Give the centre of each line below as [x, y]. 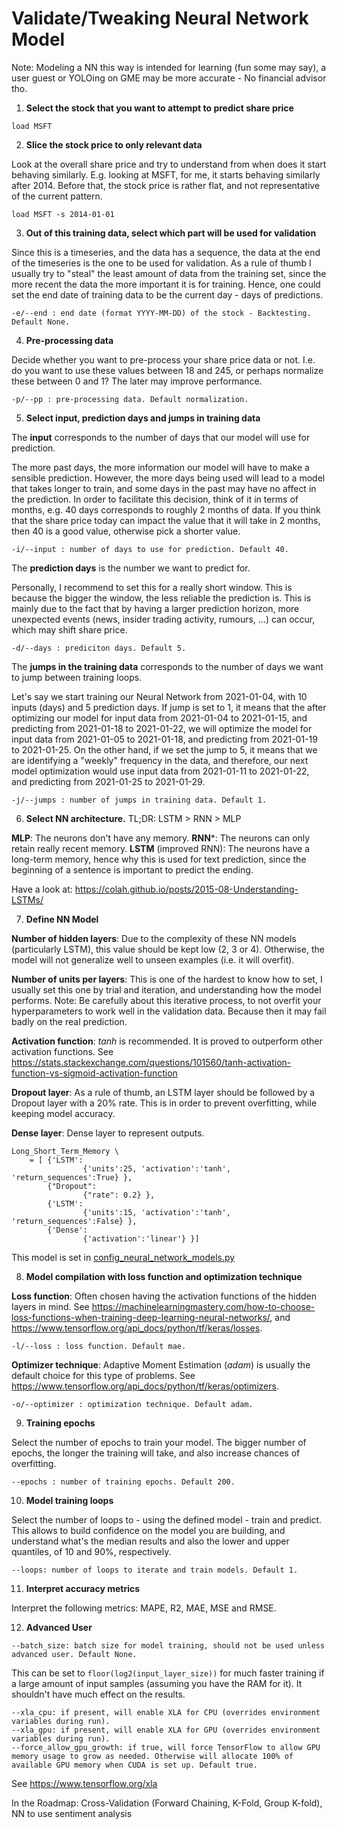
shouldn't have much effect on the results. [98, 1694]
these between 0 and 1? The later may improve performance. [137, 381]
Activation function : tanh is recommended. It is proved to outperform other [167, 1041]
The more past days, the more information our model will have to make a [160, 467]
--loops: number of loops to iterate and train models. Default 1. [155, 1570]
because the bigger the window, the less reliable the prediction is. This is [161, 598]
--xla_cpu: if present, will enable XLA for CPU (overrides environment [166, 1712]
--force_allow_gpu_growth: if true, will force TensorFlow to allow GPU [166, 1747]
